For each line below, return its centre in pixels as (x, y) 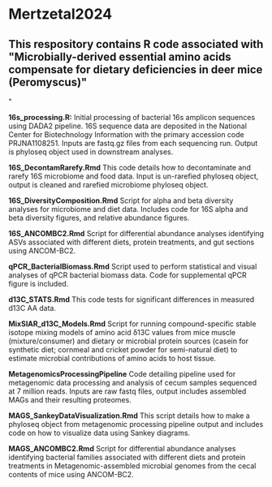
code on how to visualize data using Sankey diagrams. (99, 433)
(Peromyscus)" (48, 82)
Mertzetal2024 (60, 14)
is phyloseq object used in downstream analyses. (91, 152)
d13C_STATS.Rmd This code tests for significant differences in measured (132, 300)
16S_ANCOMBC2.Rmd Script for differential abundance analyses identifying (136, 233)
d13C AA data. (32, 308)
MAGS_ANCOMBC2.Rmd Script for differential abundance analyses (122, 448)
